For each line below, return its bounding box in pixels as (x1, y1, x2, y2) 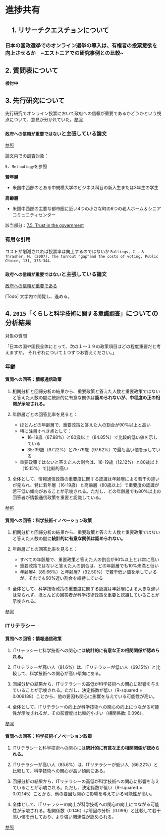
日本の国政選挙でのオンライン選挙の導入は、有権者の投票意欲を (5, 42, 158, 49)
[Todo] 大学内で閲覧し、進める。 (5, 293, 72, 299)
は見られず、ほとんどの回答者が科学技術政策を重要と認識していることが (12, 592, 160, 598)
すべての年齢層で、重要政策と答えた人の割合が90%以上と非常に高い (19, 557, 160, 562)
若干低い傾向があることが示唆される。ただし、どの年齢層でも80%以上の (12, 488, 162, 494)
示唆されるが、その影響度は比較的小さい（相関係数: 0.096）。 (21, 710, 146, 716)
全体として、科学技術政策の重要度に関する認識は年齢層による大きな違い (12, 586, 160, 592)
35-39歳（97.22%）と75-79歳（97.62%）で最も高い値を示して (27, 446, 156, 452)
